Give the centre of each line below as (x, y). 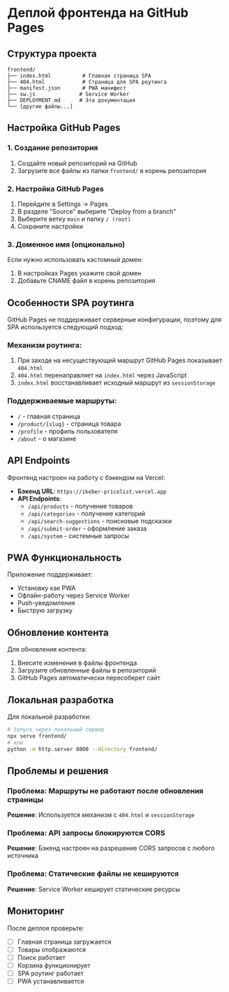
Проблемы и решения (58, 771)
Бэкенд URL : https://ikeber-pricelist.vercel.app (92, 491)
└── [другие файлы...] (40, 106)
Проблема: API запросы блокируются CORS (86, 833)
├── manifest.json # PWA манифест (67, 88)
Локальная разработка (60, 700)
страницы (25, 799)
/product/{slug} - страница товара (69, 423)
